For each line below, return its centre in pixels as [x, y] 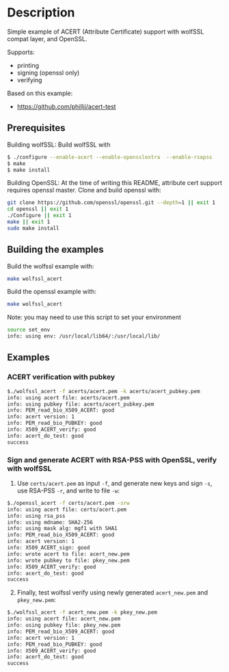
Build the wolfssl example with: [51, 266]
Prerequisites [36, 128]
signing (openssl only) [48, 73]
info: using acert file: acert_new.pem [64, 619]
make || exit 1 [29, 222]
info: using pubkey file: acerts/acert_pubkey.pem [81, 404]
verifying [29, 79]
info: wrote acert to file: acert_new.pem [68, 554]
